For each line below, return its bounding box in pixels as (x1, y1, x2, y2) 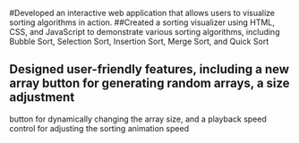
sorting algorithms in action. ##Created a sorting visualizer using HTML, (9, 17, 276, 28)
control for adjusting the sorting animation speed (9, 122, 190, 133)
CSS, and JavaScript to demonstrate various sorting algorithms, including (9, 27, 280, 37)
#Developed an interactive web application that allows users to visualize (9, 8, 276, 18)
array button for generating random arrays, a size (9, 76, 290, 91)
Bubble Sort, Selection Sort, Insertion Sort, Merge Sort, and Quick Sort (9, 36, 269, 46)
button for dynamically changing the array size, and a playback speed (9, 114, 267, 124)
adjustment (9, 89, 75, 105)
